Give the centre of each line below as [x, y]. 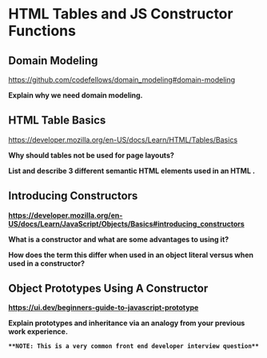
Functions [42, 31]
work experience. [38, 332]
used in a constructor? [47, 263]
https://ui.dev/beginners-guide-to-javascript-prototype [104, 308]
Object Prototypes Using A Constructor [108, 289]
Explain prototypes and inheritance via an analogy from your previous [127, 323]
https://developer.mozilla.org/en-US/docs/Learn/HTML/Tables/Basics [123, 139]
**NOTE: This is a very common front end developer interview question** [134, 346]
